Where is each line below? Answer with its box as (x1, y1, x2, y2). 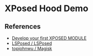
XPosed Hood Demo (4, 3, 89, 14)
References (4, 22, 41, 31)
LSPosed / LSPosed (11, 40, 52, 46)
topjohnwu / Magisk (11, 46, 52, 51)
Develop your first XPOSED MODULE (11, 35, 87, 41)
